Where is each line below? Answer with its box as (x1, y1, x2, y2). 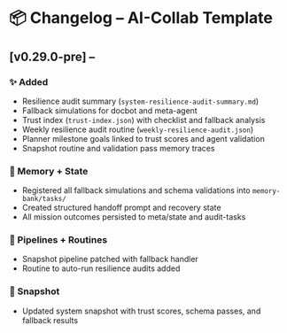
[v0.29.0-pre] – (9, 49, 96, 64)
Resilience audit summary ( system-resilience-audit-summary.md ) (21, 96, 260, 106)
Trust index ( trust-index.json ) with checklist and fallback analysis (21, 114, 266, 125)
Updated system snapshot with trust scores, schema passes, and (21, 306, 261, 316)
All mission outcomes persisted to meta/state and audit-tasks (21, 212, 246, 222)
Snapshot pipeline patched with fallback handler (21, 254, 199, 265)
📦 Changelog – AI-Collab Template (9, 8, 273, 28)
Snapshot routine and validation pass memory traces (21, 143, 215, 153)
